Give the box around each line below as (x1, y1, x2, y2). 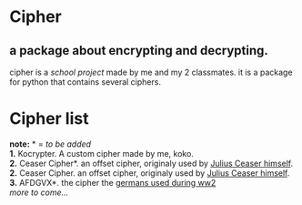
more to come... (9, 187, 69, 198)
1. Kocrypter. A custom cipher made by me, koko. (9, 148, 194, 159)
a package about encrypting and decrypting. (9, 43, 268, 58)
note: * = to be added (9, 138, 92, 149)
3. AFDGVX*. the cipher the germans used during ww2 (9, 177, 216, 188)
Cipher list (9, 108, 89, 129)
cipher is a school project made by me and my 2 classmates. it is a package (9, 67, 293, 77)
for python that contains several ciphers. (9, 77, 162, 87)
